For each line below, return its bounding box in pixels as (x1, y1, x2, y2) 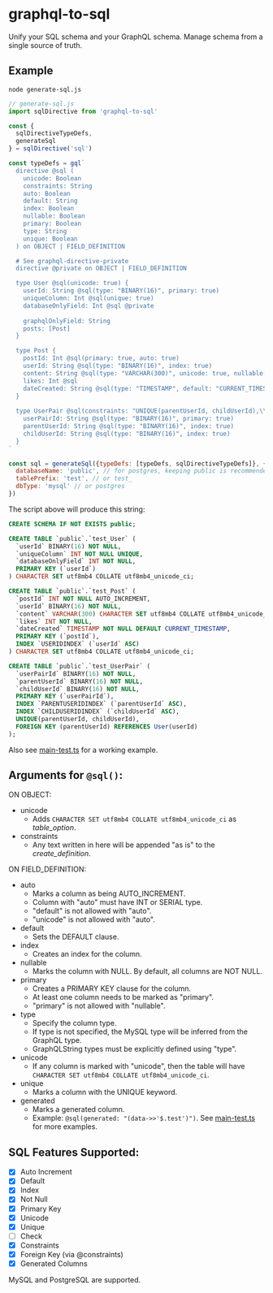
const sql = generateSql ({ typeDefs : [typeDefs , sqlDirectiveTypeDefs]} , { (8, 460, 267, 468)
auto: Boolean (23, 189, 71, 197)
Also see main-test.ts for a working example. (8, 745, 158, 755)
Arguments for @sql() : (8, 768, 123, 782)
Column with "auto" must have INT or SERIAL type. (32, 897, 203, 907)
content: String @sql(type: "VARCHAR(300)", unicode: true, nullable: (23, 369, 267, 378)
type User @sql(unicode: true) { (15, 279, 129, 288)
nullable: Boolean (23, 212, 85, 220)
